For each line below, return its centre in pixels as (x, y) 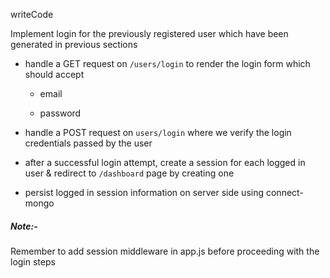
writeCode (32, 14)
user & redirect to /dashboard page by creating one (129, 173)
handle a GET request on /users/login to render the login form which (167, 63)
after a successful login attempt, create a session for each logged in (165, 162)
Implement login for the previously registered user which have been (149, 33)
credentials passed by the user (88, 143)
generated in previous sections (74, 44)
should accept (54, 74)
